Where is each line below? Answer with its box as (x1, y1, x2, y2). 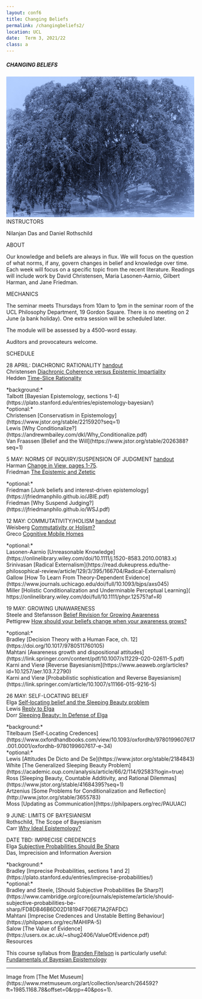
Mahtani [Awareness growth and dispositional (6, 649, 120, 656)
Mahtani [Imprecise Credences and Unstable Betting (6, 912, 136, 919)
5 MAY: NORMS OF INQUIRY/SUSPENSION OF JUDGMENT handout (6, 455, 174, 463)
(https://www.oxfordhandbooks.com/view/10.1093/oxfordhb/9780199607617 (6, 736, 195, 743)
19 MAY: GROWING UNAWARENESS (6, 604, 95, 612)
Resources (6, 937, 33, 945)
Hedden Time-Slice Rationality (6, 374, 82, 381)
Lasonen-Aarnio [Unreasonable (6, 548, 84, 555)
